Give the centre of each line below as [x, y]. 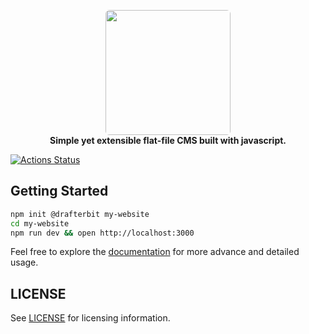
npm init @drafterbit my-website [80, 214]
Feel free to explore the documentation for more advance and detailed [155, 252]
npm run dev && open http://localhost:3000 [102, 233]
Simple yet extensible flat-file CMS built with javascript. [168, 140]
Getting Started [59, 191]
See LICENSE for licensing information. [90, 318]
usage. [24, 262]
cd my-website [40, 223]
